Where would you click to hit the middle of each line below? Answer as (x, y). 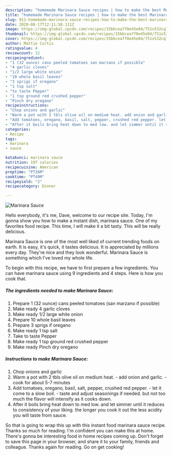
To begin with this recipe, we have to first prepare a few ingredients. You (82, 268)
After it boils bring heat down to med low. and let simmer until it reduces (89, 404)
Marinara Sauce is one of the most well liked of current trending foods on (82, 242)
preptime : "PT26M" (25, 172)
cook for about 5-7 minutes (41, 383)
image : (12, 29)
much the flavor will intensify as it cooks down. (62, 399)
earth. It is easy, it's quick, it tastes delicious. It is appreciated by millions (82, 247)
